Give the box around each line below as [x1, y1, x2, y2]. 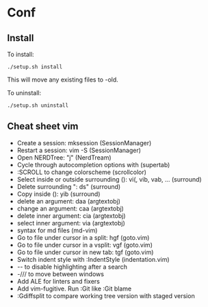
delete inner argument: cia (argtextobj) [16, 211, 126, 220]
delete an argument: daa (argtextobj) [16, 197, 121, 205]
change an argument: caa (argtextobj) [16, 204, 125, 212]
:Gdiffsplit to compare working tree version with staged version [16, 291, 195, 299]
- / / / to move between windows [16, 269, 105, 278]
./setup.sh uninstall [7, 102, 69, 109]
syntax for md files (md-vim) [16, 226, 98, 234]
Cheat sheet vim [7, 121, 79, 132]
